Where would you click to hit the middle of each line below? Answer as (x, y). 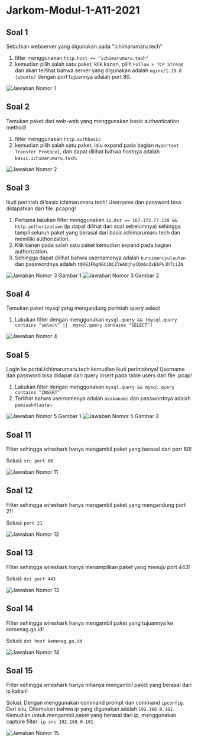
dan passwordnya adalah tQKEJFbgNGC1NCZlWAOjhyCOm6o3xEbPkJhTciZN (99, 264)
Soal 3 (18, 188)
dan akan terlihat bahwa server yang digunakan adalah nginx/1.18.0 (98, 70)
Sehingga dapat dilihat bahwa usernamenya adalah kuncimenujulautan (100, 258)
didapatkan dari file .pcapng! (41, 208)
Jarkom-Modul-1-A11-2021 (73, 10)
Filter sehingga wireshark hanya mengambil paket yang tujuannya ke (90, 623)
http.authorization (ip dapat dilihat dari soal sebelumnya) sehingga (98, 226)
